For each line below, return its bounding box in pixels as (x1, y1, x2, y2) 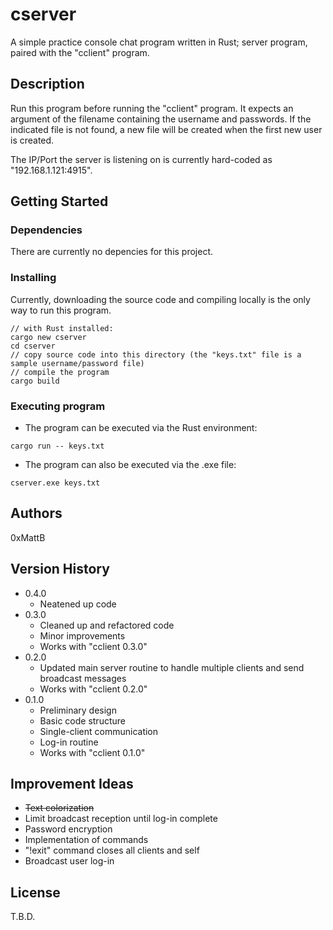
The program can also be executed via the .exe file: (24, 459, 237, 471)
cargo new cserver (10, 332, 87, 342)
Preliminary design (39, 704, 117, 716)
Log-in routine (39, 736, 99, 748)
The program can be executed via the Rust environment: (24, 422, 258, 434)
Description (10, 76, 85, 93)
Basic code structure (39, 714, 126, 727)
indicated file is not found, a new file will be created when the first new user (10, 123, 323, 135)
